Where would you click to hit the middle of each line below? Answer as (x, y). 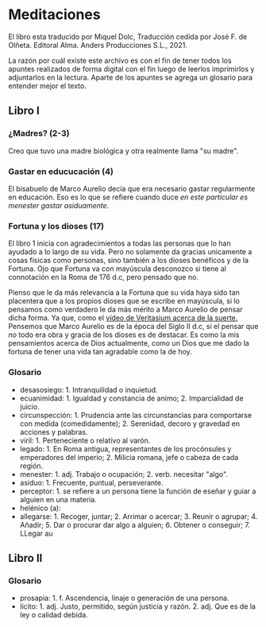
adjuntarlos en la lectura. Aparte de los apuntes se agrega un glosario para (130, 77)
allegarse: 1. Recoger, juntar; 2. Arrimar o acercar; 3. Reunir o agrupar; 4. (139, 516)
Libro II (25, 558)
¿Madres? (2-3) (39, 134)
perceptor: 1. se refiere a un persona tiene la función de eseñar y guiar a (138, 491)
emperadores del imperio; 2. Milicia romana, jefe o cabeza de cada (129, 457)
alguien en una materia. (58, 499)
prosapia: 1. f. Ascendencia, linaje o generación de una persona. (124, 598)
